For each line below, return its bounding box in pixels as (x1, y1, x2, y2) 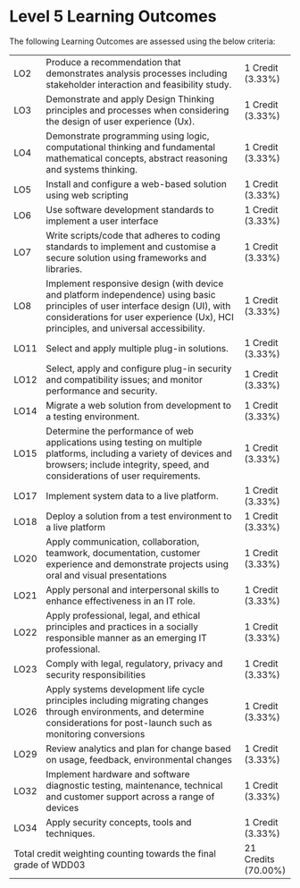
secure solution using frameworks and (46, 251, 207, 264)
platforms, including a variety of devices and (46, 447, 232, 460)
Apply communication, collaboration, (46, 535, 200, 547)
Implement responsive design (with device (46, 277, 224, 290)
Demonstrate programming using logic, (46, 130, 210, 142)
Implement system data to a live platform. (46, 489, 219, 502)
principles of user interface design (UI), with (46, 300, 231, 312)
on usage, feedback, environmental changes (46, 753, 233, 765)
